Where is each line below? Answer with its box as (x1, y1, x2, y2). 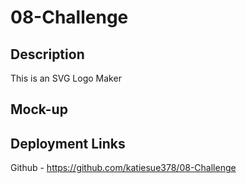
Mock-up (10, 101, 68, 118)
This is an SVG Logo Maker (10, 72, 122, 84)
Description (10, 46, 85, 63)
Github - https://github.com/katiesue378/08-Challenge (10, 162, 237, 174)
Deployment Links (10, 135, 126, 152)
